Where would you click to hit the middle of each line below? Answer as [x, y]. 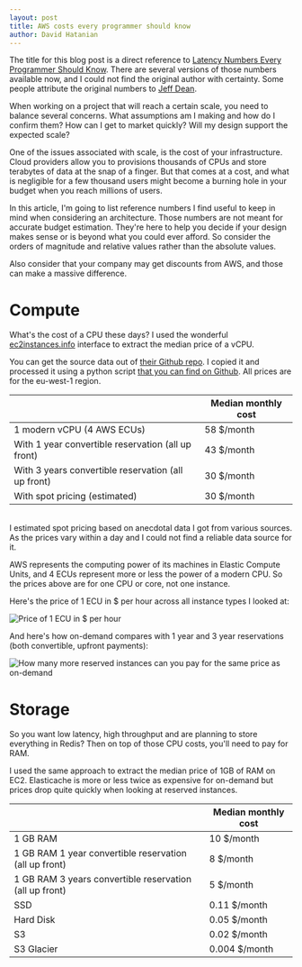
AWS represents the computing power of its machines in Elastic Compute [145, 565]
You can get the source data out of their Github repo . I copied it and [134, 362]
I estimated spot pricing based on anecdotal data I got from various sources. [151, 528]
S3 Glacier [36, 949]
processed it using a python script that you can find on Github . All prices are [151, 371]
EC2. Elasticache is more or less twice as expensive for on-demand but [142, 780]
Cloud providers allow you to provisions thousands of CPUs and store [138, 162]
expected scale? [40, 135]
